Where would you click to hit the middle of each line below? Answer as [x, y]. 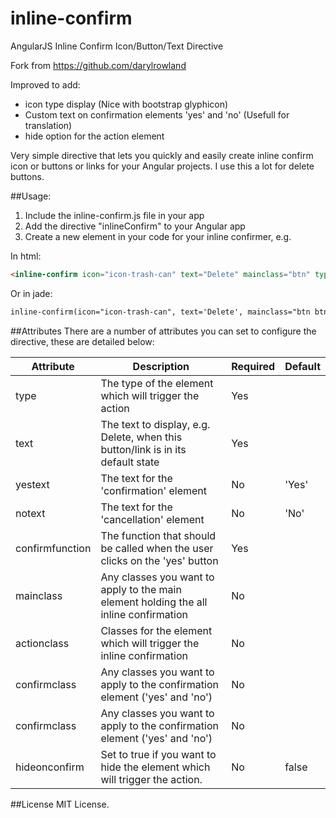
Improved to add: [45, 84]
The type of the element [157, 383]
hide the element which [155, 767]
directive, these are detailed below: [82, 341]
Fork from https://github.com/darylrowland [98, 65]
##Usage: [31, 196]
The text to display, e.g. [155, 424]
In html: [26, 256]
